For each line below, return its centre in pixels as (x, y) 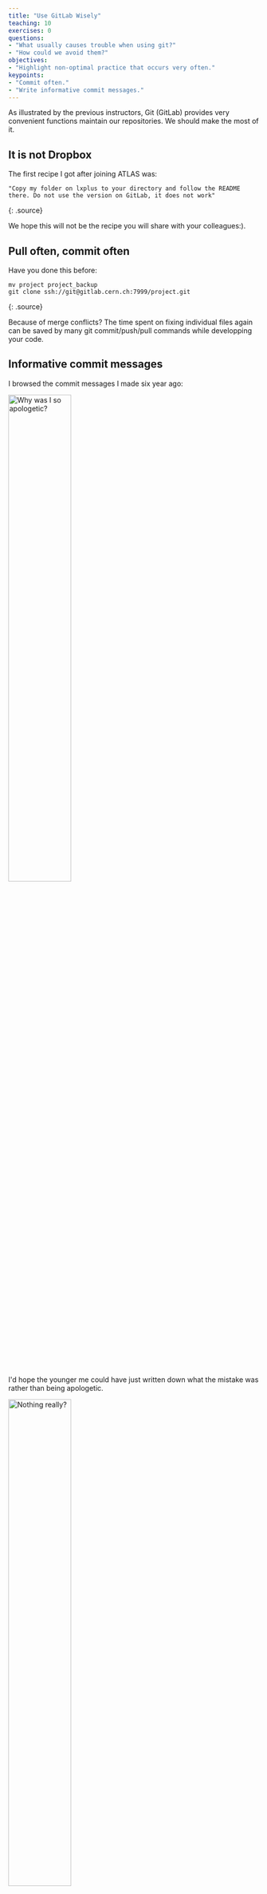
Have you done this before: (53, 270)
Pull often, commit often (69, 251)
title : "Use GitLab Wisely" (55, 16)
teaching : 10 (30, 23)
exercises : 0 (30, 30)
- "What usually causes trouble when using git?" (92, 46)
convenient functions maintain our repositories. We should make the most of (133, 121)
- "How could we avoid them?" (59, 53)
